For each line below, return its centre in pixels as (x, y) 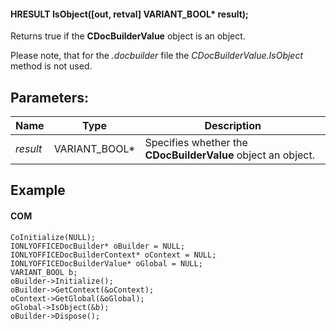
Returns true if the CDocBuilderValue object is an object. (128, 36)
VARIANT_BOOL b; (44, 272)
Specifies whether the (196, 143)
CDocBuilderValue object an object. (230, 155)
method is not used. (51, 66)
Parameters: (49, 97)
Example (38, 190)
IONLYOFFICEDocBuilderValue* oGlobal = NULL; (106, 263)
